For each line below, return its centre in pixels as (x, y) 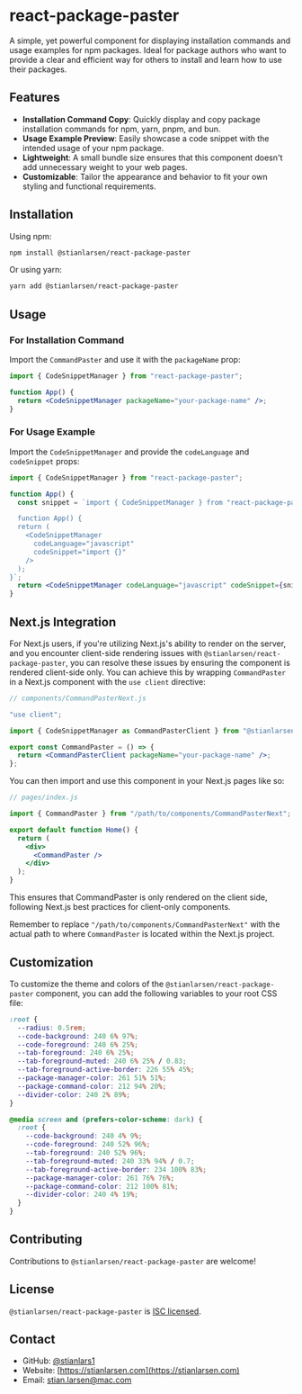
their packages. (38, 69)
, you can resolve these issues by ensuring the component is (178, 662)
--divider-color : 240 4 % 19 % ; (82, 1195)
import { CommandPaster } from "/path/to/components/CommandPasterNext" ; (151, 814)
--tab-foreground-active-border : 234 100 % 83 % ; (116, 1169)
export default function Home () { (74, 830)
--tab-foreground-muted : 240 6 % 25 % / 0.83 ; (102, 1061)
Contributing (46, 1240)
